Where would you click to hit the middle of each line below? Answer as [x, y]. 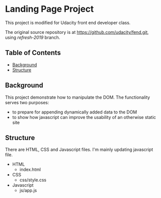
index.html [30, 170]
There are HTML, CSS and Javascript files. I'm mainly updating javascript [79, 150]
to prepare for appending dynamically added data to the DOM [75, 112]
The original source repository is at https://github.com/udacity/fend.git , [77, 32]
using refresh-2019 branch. [33, 37]
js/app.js [28, 191]
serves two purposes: [27, 102]
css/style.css [33, 180]
